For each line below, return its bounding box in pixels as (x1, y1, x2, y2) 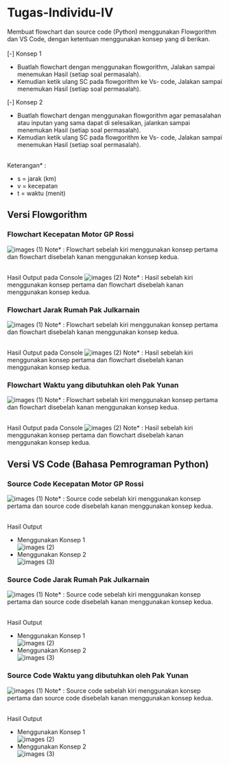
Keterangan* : (7, 161, 47, 169)
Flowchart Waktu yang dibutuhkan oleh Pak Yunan (7, 380, 179, 390)
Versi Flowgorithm (7, 209, 88, 221)
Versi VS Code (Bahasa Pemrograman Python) (7, 458, 209, 470)
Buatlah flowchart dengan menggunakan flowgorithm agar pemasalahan (16, 111, 221, 120)
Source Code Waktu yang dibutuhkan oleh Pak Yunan (7, 671, 189, 680)
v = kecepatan (16, 181, 58, 190)
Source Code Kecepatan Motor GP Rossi (7, 479, 144, 489)
